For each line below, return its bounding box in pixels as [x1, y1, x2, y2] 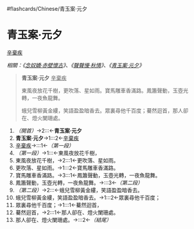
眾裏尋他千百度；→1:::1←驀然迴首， [15, 201, 102, 208]
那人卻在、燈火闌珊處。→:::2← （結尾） [15, 216, 112, 223]
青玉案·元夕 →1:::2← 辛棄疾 [15, 134, 79, 142]
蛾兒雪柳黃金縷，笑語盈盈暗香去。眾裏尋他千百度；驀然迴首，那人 [21, 106, 183, 114]
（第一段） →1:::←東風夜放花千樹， [15, 149, 101, 156]
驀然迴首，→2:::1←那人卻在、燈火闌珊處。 [15, 209, 119, 216]
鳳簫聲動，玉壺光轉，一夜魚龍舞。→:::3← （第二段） [15, 179, 143, 186]
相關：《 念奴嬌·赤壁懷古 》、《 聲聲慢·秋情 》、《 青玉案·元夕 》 [7, 61, 145, 68]
